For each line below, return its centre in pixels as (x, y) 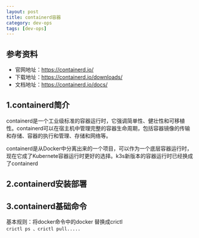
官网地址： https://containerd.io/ (54, 70)
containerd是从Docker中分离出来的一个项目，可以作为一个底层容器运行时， (99, 148)
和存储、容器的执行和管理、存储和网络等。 (59, 136)
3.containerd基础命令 (46, 206)
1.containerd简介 (38, 105)
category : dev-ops (29, 23)
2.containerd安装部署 (47, 184)
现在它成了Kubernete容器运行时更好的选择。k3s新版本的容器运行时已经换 (97, 155)
